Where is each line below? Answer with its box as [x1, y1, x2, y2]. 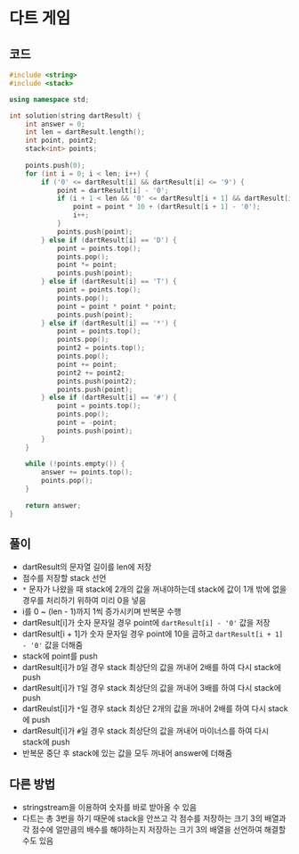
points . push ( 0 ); [25, 161, 86, 170]
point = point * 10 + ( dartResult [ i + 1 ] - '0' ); [72, 203, 261, 211]
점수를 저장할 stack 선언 [21, 573, 107, 584]
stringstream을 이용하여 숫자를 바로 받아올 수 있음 [21, 802, 198, 813]
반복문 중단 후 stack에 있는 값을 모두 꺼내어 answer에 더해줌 [21, 748, 233, 759]
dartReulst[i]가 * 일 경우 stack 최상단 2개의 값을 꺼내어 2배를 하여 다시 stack [21, 703, 288, 714]
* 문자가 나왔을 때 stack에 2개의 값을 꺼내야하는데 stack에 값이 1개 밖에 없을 [21, 584, 287, 594]
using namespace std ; [9, 95, 90, 104]
